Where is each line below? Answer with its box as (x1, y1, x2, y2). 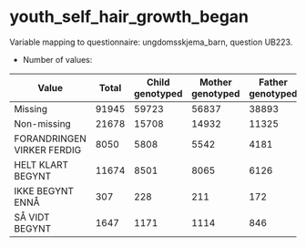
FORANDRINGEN (14, 132, 87, 145)
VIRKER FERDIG (14, 143, 82, 156)
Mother (199, 76, 232, 88)
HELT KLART (14, 158, 69, 170)
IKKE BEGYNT (14, 184, 75, 197)
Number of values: (22, 54, 93, 65)
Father (258, 76, 289, 88)
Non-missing (14, 117, 71, 129)
